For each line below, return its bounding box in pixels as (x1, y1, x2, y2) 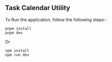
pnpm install (5, 26, 32, 31)
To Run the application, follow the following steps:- (5, 16, 108, 22)
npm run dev (5, 52, 29, 57)
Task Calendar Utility (5, 4, 70, 12)
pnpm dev (5, 30, 23, 35)
